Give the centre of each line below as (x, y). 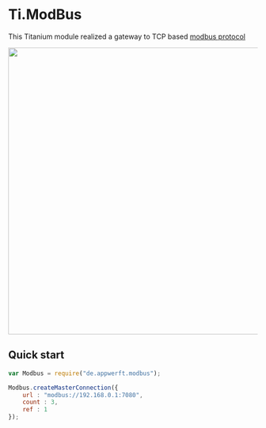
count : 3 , (40, 402)
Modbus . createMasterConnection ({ (63, 388)
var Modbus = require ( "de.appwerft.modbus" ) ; (84, 373)
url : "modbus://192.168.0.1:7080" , (83, 395)
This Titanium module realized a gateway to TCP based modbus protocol (127, 36)
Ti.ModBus (45, 15)
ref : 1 (35, 410)
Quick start (36, 355)
